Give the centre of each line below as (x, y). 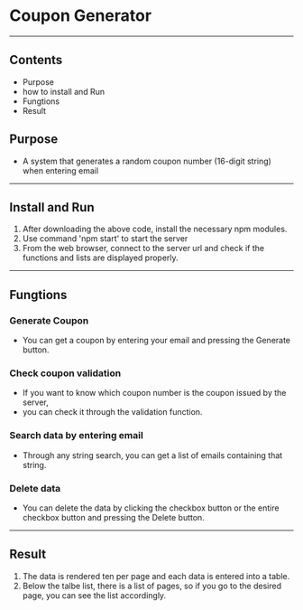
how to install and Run (64, 91)
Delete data (35, 488)
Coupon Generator (80, 16)
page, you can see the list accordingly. (94, 595)
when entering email (60, 170)
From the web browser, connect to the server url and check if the (143, 249)
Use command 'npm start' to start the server (105, 239)
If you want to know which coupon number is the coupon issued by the (154, 393)
